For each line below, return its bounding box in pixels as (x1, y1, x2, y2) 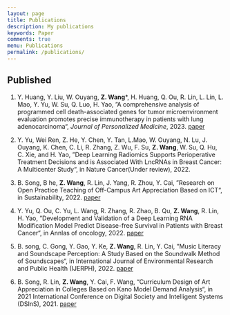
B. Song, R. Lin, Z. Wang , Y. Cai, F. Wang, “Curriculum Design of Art (17, 278, 211, 286)
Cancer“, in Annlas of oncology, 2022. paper (17, 228, 144, 237)
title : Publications (7, 17, 67, 24)
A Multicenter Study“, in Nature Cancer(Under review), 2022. (17, 165, 191, 173)
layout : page (7, 10, 45, 17)
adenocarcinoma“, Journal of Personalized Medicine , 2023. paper (17, 122, 205, 130)
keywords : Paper (7, 29, 54, 37)
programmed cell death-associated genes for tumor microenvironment (17, 107, 219, 116)
